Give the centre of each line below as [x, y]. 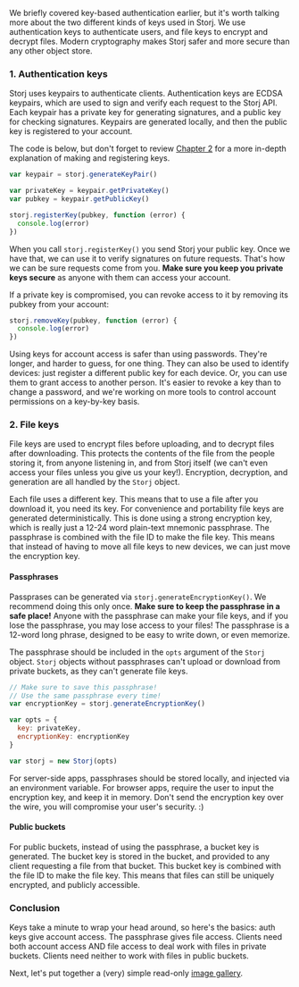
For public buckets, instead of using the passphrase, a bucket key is [134, 847]
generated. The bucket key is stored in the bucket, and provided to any [140, 856]
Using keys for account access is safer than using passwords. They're [138, 354]
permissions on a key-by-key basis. [75, 402]
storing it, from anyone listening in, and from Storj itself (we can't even [139, 463]
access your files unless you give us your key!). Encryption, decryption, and [149, 473]
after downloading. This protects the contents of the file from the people [142, 454]
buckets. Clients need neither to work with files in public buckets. [129, 956]
